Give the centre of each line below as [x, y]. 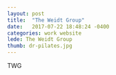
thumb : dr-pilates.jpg [40, 46]
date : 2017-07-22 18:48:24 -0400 [58, 26]
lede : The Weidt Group [40, 40]
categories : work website [44, 33]
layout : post [26, 14]
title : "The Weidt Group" [46, 20]
